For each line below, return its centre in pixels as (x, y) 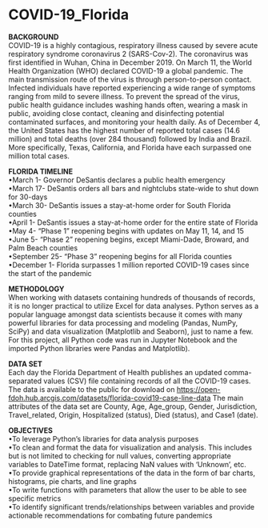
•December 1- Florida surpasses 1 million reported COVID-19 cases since (129, 265)
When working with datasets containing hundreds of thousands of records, (132, 297)
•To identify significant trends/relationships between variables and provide (131, 506)
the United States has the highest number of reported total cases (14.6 (124, 130)
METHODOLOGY (36, 289)
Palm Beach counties (43, 248)
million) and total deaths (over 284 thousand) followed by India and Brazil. (130, 138)
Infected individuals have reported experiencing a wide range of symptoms (132, 88)
